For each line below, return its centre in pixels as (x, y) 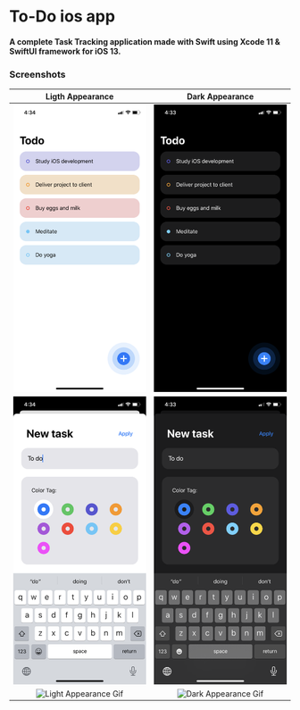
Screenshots (37, 74)
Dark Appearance (221, 96)
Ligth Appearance (80, 96)
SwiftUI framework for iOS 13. (65, 51)
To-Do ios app (62, 17)
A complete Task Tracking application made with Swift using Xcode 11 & (145, 41)
